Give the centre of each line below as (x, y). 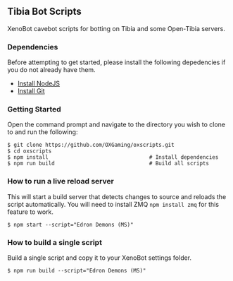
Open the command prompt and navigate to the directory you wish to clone (116, 125)
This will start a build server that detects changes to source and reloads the (117, 196)
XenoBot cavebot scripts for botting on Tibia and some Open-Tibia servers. (116, 28)
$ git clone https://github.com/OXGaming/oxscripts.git (91, 145)
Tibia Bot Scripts (45, 12)
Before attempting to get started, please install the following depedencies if (116, 62)
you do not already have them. (52, 70)
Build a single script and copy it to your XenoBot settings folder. (100, 258)
